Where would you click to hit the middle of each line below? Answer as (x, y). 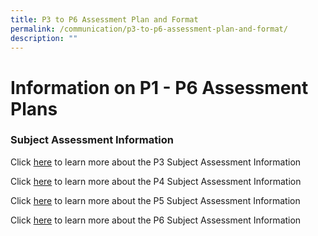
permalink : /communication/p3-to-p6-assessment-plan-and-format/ (149, 29)
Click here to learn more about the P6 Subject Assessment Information (156, 220)
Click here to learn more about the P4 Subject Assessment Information (156, 181)
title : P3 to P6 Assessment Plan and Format (104, 19)
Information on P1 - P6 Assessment (159, 87)
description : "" (44, 38)
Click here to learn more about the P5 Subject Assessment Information (155, 200)
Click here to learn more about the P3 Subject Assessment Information (156, 162)
